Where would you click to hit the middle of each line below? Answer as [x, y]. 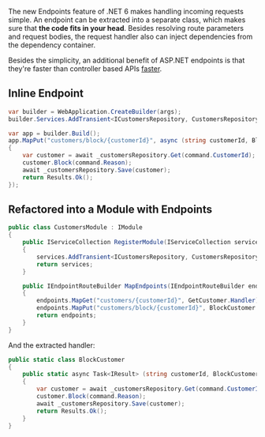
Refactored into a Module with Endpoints [110, 209]
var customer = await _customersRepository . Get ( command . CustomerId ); [139, 156]
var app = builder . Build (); [54, 134]
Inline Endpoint [46, 94]
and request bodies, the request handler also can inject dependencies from [131, 36]
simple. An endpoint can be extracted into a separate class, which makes [127, 20]
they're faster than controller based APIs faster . [85, 69]
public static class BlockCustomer [67, 360]
